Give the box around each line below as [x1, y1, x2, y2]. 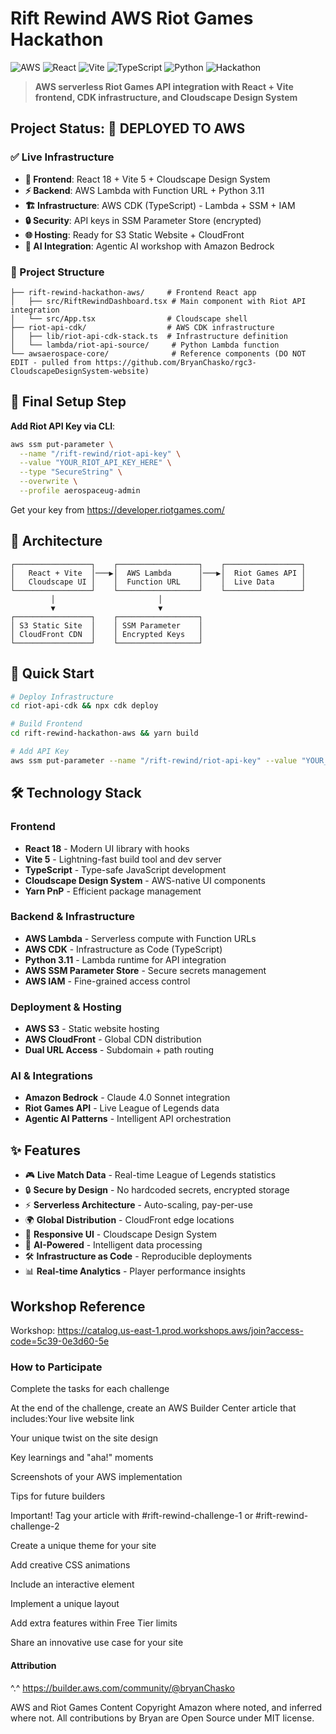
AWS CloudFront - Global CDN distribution [24, 1033, 202, 1046]
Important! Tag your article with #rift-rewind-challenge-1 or [10, 1510, 254, 1522]
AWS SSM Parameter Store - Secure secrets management [24, 964, 267, 976]
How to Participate [10, 1360, 103, 1374]
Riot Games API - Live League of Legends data [24, 1102, 220, 1114]
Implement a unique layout [10, 1598, 120, 1610]
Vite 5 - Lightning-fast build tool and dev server [24, 853, 222, 865]
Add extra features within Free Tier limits [10, 1617, 178, 1629]
